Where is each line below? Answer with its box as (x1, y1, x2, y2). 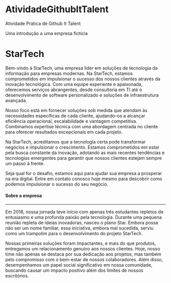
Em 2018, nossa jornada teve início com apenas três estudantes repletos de (5, 209, 164, 215)
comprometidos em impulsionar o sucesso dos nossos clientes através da (5, 75, 160, 82)
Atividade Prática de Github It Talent (5, 20, 81, 26)
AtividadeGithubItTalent (5, 4, 109, 15)
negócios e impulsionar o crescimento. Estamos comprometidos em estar (5, 144, 160, 150)
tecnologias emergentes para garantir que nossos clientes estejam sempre (5, 155, 162, 161)
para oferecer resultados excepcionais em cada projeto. (5, 129, 123, 135)
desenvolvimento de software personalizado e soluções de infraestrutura (5, 92, 159, 98)
